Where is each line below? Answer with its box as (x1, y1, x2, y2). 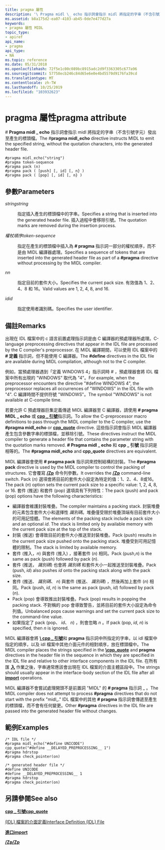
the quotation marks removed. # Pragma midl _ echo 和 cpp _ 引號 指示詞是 (5, 442, 158, 448)
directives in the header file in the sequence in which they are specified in (5, 652, 155, 658)
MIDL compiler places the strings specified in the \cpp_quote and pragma (5, 647, 156, 652)
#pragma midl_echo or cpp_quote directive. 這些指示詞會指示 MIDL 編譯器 (5, 425, 157, 430)
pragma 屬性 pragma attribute (5, 112, 127, 123)
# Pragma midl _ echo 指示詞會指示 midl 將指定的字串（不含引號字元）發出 (5, 129, 157, 135)
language (5, 341, 24, 347)
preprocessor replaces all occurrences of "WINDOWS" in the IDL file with (5, 385, 154, 391)
